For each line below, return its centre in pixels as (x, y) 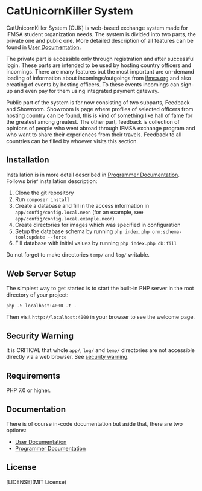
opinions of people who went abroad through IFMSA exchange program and (101, 128)
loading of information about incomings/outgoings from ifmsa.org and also (99, 78)
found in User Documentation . (44, 47)
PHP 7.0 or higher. (29, 390)
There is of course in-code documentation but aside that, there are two (94, 424)
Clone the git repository (44, 193)
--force (57, 237)
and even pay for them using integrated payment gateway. (87, 91)
